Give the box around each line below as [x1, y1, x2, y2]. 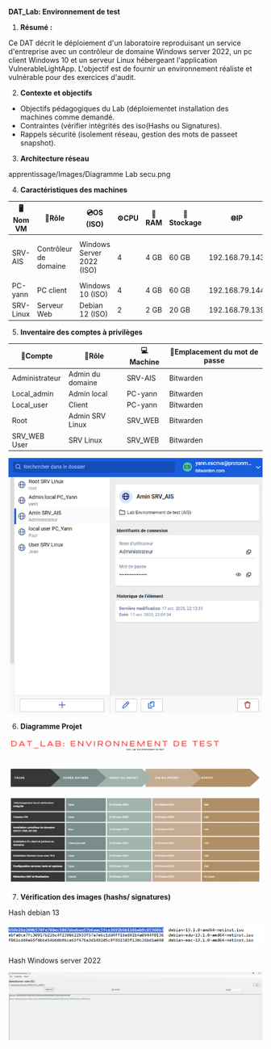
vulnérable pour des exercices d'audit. [8, 73, 136, 82]
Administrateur [11, 373, 61, 383]
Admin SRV [68, 411, 106, 421]
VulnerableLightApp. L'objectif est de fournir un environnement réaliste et [8, 64, 252, 73]
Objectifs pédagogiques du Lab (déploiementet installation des [19, 104, 229, 113]
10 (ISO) [79, 290, 109, 299]
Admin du [68, 369, 101, 379]
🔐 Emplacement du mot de [169, 346, 259, 356]
